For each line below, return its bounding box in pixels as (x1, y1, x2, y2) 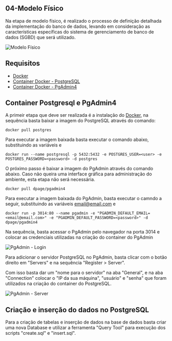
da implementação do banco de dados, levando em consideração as (5, 23, 150, 29)
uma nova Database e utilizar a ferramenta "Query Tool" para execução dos (5, 325, 166, 331)
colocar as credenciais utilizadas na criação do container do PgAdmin (5, 234, 153, 241)
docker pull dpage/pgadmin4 (5, 186, 66, 192)
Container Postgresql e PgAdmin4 (5, 99, 117, 107)
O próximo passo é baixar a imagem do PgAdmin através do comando (5, 166, 154, 172)
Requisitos (5, 59, 40, 68)
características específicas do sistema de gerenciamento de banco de (5, 28, 154, 35)
